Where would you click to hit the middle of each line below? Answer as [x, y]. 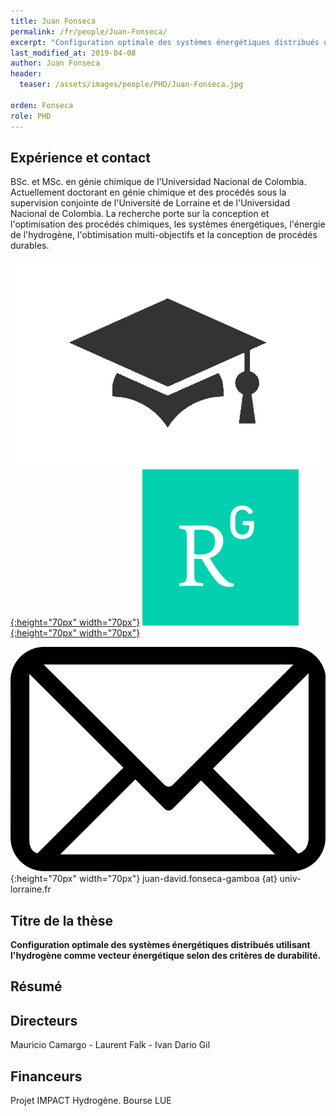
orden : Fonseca [42, 105]
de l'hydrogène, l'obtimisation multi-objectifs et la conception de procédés [164, 235]
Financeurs [46, 1076]
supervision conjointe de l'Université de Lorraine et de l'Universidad [150, 203]
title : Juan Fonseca [53, 21]
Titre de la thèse [62, 920]
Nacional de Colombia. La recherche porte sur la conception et [140, 214]
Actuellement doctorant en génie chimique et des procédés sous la [148, 192]
